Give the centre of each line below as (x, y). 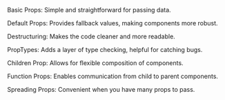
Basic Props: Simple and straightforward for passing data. (89, 10)
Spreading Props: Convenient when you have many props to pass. (101, 89)
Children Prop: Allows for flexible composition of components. (96, 63)
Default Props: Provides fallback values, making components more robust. (113, 23)
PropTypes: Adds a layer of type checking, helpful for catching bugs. (105, 50)
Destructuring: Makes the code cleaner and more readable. (91, 36)
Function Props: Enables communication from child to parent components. (113, 76)
